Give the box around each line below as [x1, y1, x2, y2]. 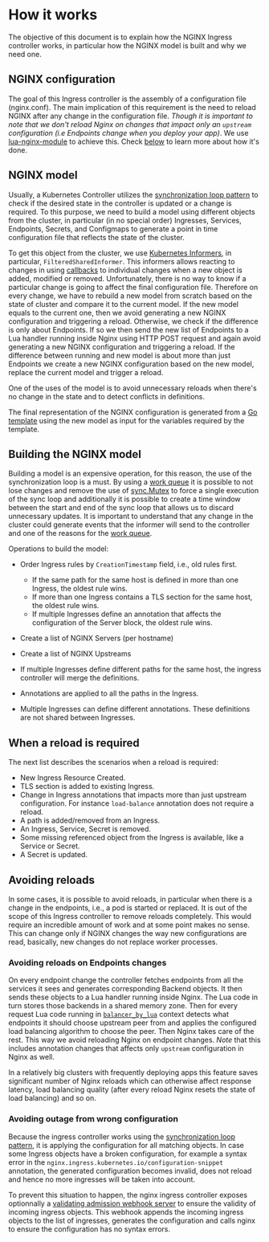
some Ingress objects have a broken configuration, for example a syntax [8, 1149, 247, 1158]
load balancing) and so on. [8, 1093, 96, 1103]
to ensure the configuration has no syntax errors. [8, 1224, 171, 1234]
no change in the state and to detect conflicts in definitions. [8, 391, 205, 401]
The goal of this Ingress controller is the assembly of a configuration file [8, 94, 247, 104]
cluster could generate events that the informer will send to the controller [8, 520, 251, 529]
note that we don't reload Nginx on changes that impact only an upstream [8, 119, 251, 129]
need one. [8, 49, 42, 59]
